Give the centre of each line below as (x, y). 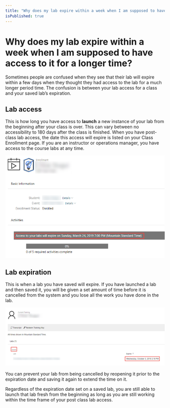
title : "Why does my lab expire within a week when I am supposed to (80, 11)
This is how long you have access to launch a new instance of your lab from (85, 121)
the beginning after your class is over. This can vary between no (72, 127)
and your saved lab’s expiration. (38, 93)
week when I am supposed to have (79, 52)
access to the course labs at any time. (45, 148)
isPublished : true (25, 16)
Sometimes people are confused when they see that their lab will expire (80, 77)
